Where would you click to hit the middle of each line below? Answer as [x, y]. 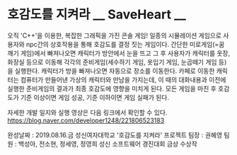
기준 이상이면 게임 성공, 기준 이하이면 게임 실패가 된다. [95, 97]
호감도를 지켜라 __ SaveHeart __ [97, 15]
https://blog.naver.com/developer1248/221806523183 [86, 120]
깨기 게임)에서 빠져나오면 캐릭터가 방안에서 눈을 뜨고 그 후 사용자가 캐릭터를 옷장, [119, 53]
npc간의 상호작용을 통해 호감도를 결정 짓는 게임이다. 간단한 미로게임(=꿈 [125, 44]
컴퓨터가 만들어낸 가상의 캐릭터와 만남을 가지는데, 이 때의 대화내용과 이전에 [123, 79]
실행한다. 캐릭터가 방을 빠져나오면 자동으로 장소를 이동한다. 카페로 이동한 [115, 71]
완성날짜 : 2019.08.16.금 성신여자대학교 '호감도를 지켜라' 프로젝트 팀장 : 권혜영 [115, 134]
